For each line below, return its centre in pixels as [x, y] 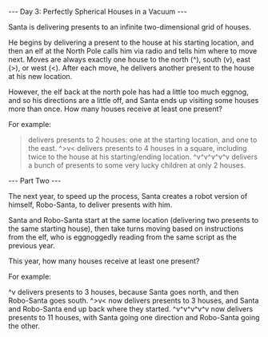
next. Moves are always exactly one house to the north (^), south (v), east [129, 59]
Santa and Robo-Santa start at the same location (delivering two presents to [133, 220]
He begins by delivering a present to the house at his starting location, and [131, 42]
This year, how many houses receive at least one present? [104, 261]
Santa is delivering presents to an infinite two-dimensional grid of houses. [130, 27]
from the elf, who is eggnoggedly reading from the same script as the [123, 237]
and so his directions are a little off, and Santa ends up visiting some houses [134, 100]
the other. [24, 326]
